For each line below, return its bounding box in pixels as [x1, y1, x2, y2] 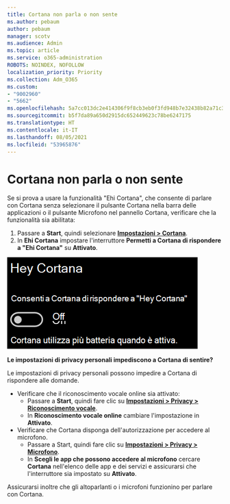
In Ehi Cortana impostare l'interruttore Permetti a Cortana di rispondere [16, 236, 221, 244]
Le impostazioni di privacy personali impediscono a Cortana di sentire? [7, 356, 214, 364]
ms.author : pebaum [7, 18, 60, 25]
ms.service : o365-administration [7, 55, 103, 62]
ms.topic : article [7, 47, 60, 54]
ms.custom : [7, 83, 38, 90]
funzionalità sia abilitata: [7, 216, 75, 224]
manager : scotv [7, 33, 51, 40]
